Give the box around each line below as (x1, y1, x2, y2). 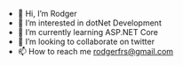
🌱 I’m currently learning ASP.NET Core (17, 27, 158, 37)
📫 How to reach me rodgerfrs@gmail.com (17, 47, 174, 56)
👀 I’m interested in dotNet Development (17, 18, 162, 28)
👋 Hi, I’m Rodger (17, 9, 77, 18)
